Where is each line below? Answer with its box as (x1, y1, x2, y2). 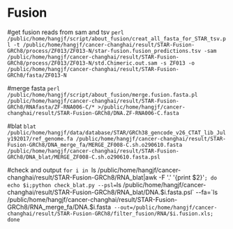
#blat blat (7, 122, 36, 130)
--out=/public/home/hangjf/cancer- (114, 204, 218, 211)
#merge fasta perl (7, 84, 61, 92)
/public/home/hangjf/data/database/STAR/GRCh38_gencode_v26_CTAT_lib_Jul (7, 129, 227, 136)
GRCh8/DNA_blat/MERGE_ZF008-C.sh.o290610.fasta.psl (7, 153, 160, 161)
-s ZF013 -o (160, 59, 195, 67)
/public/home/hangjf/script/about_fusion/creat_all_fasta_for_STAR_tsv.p (7, 35, 227, 42)
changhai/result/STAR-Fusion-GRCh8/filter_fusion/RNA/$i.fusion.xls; (7, 210, 214, 217)
